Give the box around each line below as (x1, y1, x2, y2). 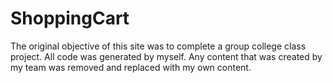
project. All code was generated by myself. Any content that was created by (10, 50, 323, 62)
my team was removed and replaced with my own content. (10, 61, 252, 73)
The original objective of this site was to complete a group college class (10, 40, 307, 52)
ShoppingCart (10, 7, 130, 30)
